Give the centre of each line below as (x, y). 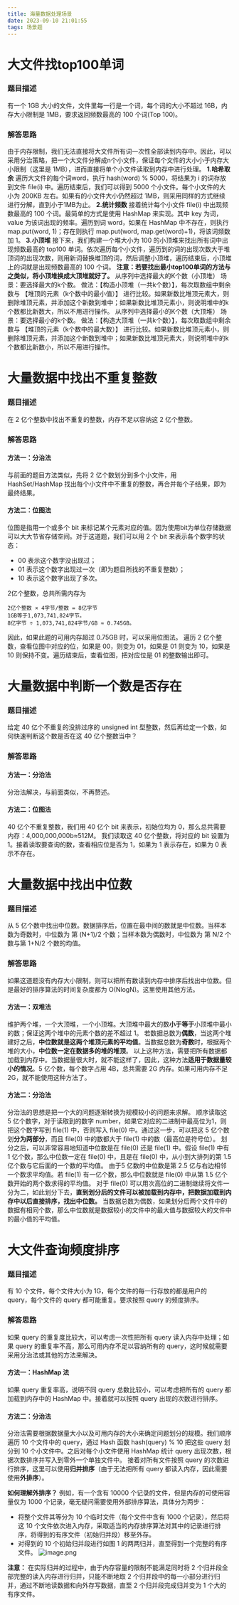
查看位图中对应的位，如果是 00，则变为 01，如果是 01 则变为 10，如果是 (125, 646)
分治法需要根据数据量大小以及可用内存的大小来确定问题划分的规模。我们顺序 (119, 1434)
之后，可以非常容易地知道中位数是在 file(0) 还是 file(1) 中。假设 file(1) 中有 (121, 1148)
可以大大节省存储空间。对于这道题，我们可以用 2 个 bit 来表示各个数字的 (113, 536)
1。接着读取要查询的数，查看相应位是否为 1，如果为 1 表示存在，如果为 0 (113, 844)
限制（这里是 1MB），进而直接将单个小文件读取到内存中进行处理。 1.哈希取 (122, 169)
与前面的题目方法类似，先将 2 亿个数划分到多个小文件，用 (92, 475)
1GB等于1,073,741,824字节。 (46, 615)
